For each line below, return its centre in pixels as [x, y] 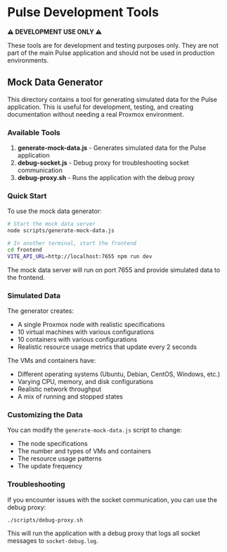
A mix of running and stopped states [70, 397]
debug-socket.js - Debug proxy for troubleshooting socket [103, 163]
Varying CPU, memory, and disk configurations [85, 382]
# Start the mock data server [52, 224]
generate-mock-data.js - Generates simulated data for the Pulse [112, 148]
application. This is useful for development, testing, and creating [100, 107]
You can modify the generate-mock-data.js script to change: [95, 430]
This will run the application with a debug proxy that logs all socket [104, 533]
